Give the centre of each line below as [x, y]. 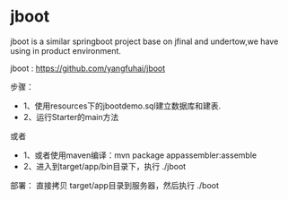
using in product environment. [66, 50]
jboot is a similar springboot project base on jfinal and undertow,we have [144, 41]
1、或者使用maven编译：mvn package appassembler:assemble [140, 155]
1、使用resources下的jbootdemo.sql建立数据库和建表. [122, 106]
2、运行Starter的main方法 [71, 117]
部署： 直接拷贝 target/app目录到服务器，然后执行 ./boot [114, 185]
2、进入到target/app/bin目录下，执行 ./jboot [105, 166]
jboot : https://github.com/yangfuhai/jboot [88, 68]
